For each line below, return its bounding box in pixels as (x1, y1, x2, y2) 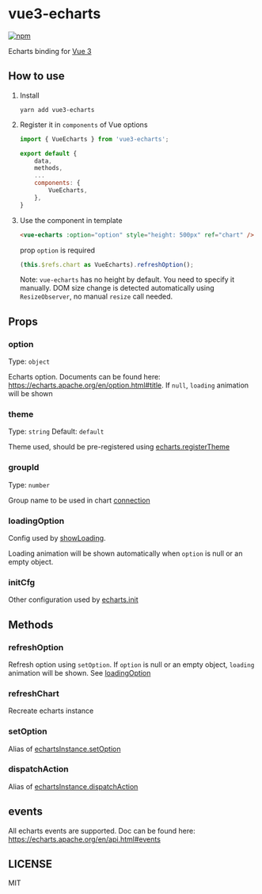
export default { (19, 149, 78, 157)
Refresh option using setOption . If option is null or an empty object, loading (8, 660, 255, 669)
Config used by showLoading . (8, 533, 106, 542)
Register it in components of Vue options (19, 120, 148, 129)
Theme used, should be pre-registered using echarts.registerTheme (8, 442, 230, 452)
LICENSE (8, 857, 53, 871)
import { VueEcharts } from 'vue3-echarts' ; (19, 135, 169, 143)
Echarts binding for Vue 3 (8, 46, 92, 56)
